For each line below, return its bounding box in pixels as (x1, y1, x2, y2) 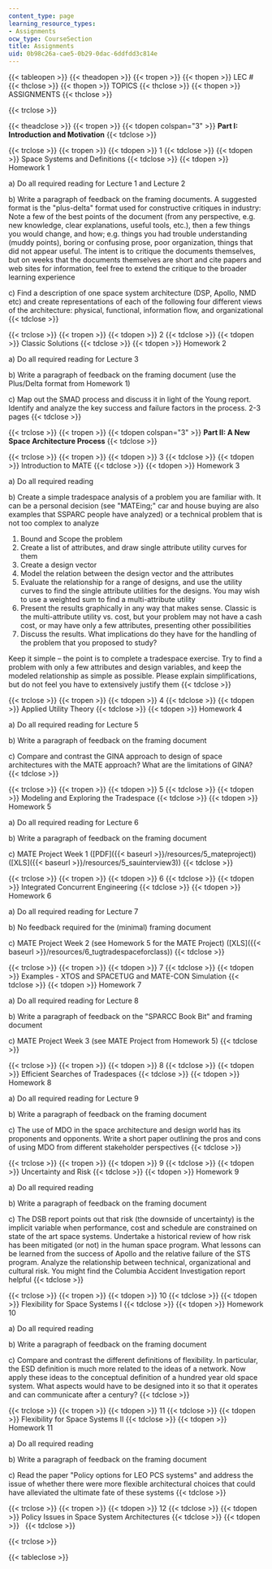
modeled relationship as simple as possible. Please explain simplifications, (8, 671, 257, 680)
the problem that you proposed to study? (19, 638, 158, 648)
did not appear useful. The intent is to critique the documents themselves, (8, 246, 256, 256)
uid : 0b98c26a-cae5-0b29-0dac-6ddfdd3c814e (8, 50, 158, 58)
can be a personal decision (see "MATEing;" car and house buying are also (8, 501, 260, 510)
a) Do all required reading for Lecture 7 (8, 907, 139, 916)
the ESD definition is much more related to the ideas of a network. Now (8, 1364, 246, 1373)
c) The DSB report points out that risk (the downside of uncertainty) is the (8, 1215, 255, 1224)
